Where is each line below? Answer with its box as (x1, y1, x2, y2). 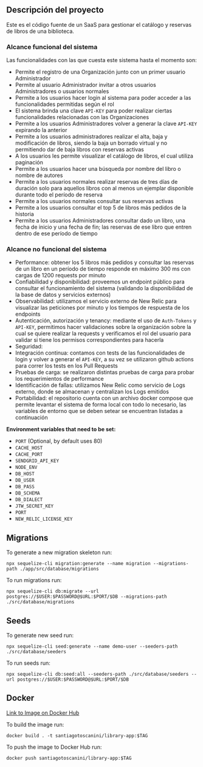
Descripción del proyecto (6, 5, 105, 15)
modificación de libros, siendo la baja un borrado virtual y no (15, 139, 168, 147)
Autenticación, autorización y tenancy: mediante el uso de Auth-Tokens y (15, 317, 197, 324)
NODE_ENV (15, 465, 38, 471)
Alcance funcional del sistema (6, 43, 98, 51)
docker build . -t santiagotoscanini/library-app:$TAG (6, 732, 148, 738)
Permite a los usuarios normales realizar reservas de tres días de (15, 178, 178, 186)
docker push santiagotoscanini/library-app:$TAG (6, 755, 132, 761)
